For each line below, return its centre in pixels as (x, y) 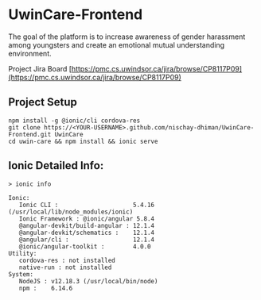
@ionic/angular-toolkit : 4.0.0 (85, 246)
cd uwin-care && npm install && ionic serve (83, 141)
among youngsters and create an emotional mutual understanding (117, 44)
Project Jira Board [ (40, 68)
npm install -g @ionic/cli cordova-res (74, 121)
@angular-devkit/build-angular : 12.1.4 (87, 225)
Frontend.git (30, 134)
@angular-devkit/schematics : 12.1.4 (87, 233)
